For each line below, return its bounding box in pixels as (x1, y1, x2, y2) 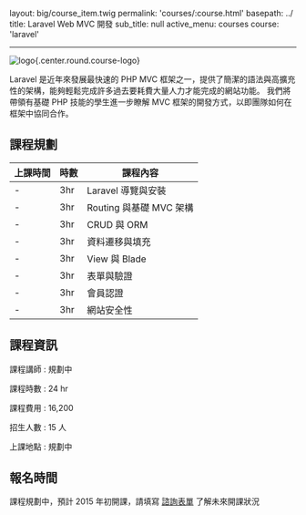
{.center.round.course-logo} (35, 55, 141, 66)
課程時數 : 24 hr (9, 383, 68, 394)
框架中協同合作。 (9, 108, 74, 118)
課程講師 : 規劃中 (9, 364, 73, 375)
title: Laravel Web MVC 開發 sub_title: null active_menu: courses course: (9, 18, 280, 29)
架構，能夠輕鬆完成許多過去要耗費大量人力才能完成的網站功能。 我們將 (25, 86, 291, 96)
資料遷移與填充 (87, 235, 152, 248)
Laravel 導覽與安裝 (87, 184, 167, 197)
